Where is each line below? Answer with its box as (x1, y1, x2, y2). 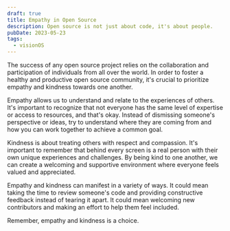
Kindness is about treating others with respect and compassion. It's (7, 139, 198, 146)
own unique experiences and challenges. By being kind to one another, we (7, 153, 218, 162)
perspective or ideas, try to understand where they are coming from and (7, 118, 211, 126)
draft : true (7, 10, 41, 17)
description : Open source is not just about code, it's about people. (7, 23, 214, 30)
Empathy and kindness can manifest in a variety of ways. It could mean (7, 181, 209, 189)
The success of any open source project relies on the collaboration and (7, 61, 209, 69)
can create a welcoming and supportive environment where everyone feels (7, 161, 220, 168)
